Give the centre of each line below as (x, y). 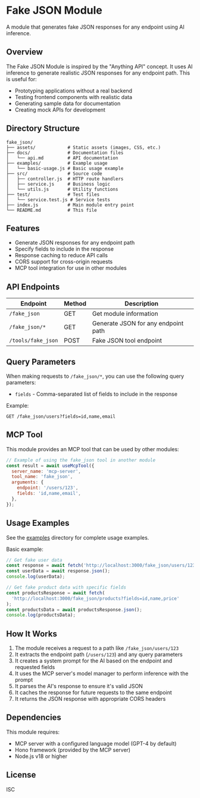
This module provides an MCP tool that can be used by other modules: (93, 449)
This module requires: (33, 732)
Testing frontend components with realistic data (74, 97)
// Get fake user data (34, 560)
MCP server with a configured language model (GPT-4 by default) (96, 743)
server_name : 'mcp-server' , (46, 471)
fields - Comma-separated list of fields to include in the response (96, 394)
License (21, 775)
